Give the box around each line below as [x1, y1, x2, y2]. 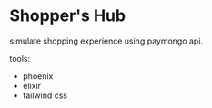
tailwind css [22, 90, 68, 101]
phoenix [22, 70, 54, 82]
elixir [22, 80, 42, 91]
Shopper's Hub [9, 5, 126, 26]
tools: [9, 53, 31, 64]
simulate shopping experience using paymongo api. [9, 35, 203, 46]
